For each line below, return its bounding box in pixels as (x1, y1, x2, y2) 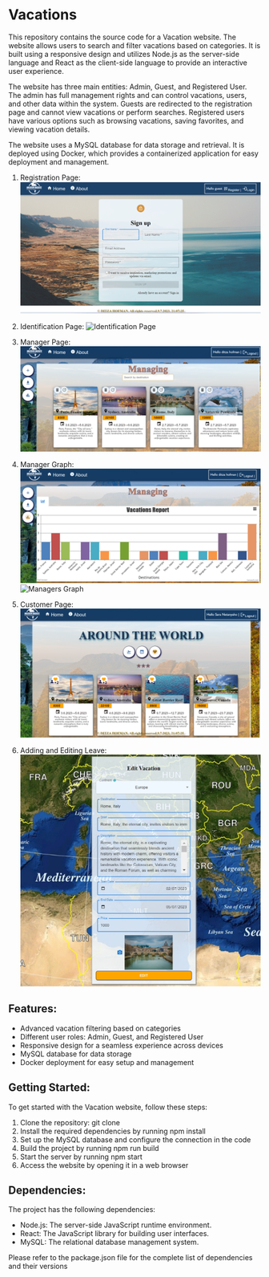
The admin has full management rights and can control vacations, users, (8, 90, 247, 100)
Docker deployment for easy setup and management (19, 1057, 195, 1067)
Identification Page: (19, 322, 85, 331)
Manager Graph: (19, 460, 74, 470)
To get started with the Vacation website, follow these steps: (8, 1102, 208, 1112)
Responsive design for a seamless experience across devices (19, 1040, 224, 1050)
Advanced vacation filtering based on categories (19, 1023, 182, 1033)
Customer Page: (19, 600, 74, 609)
